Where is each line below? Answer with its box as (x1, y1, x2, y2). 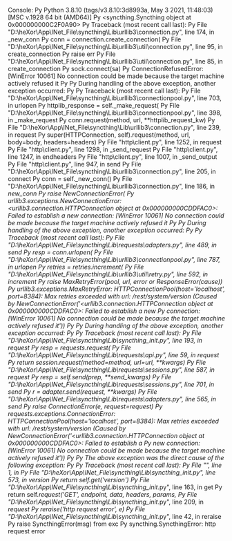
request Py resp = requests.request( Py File (8, 343, 132, 352)
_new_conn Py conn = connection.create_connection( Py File (8, 35, 182, 44)
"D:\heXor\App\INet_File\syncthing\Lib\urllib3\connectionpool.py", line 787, (8, 256, 220, 263)
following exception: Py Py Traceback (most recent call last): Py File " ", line (8, 461, 222, 469)
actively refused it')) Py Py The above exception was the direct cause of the (8, 454, 224, 462)
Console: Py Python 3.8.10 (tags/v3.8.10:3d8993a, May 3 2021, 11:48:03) (8, 6, 213, 14)
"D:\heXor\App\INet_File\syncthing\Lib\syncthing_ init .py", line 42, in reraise (8, 513, 222, 520)
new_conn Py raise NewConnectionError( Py (8, 189, 135, 198)
